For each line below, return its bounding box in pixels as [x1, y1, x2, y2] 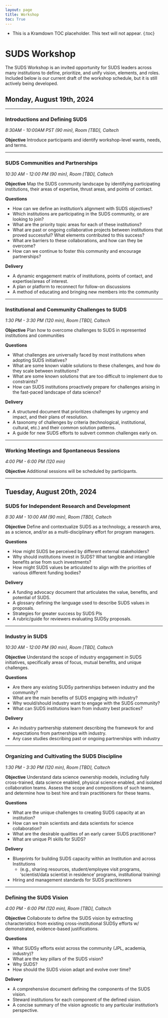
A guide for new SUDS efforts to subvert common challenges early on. [12, 430, 157, 436]
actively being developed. [5, 81, 58, 87]
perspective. [12, 1007, 38, 1013]
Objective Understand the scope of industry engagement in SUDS [5, 654, 142, 660]
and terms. [5, 142, 27, 148]
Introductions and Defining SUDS [5, 116, 87, 123]
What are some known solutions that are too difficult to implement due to [12, 373, 163, 379]
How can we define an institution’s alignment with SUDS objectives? [12, 205, 152, 211]
